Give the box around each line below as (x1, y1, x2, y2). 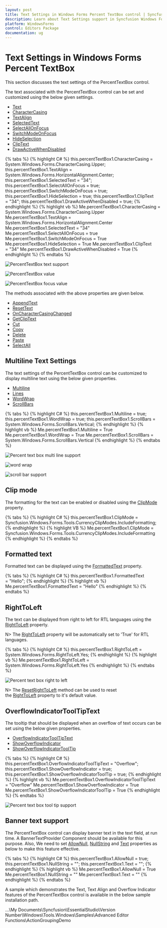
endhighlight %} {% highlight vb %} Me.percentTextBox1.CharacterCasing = (5, 203, 161, 210)
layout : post (5, 7, 32, 12)
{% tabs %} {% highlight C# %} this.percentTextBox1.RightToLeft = (5, 646, 142, 652)
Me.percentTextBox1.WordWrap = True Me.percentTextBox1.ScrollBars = (5, 432, 154, 438)
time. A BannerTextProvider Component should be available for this (5, 835, 143, 841)
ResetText (12, 305, 33, 311)
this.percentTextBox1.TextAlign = (5, 166, 73, 172)
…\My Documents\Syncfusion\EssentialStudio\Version (5, 907, 116, 913)
